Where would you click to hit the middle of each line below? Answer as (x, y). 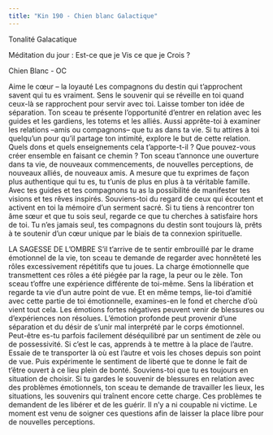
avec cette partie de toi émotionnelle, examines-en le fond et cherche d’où (133, 301)
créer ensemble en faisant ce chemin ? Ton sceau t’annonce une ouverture (134, 155)
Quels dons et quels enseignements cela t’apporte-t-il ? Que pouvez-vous (132, 146)
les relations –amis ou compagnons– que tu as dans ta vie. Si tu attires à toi (134, 129)
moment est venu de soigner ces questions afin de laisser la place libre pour (136, 413)
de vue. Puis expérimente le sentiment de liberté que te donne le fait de (128, 361)
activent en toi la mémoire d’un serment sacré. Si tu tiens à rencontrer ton (131, 207)
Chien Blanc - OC (38, 71)
